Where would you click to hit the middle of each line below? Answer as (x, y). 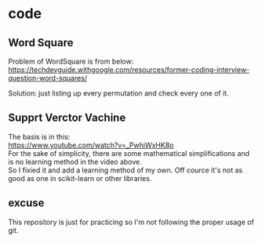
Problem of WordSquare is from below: (71, 61)
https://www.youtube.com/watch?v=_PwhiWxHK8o (91, 145)
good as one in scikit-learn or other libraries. (80, 178)
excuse (26, 203)
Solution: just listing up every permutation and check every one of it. (118, 93)
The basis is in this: (39, 136)
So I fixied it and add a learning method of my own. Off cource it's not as (126, 170)
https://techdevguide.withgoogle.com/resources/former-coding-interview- (129, 70)
